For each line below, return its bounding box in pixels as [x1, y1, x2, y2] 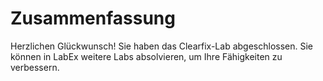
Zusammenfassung [10, 7, 176, 30]
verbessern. [10, 61, 60, 73]
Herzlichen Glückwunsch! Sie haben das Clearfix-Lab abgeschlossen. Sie [10, 40, 313, 52]
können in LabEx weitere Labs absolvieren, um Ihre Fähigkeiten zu [10, 50, 283, 62]
